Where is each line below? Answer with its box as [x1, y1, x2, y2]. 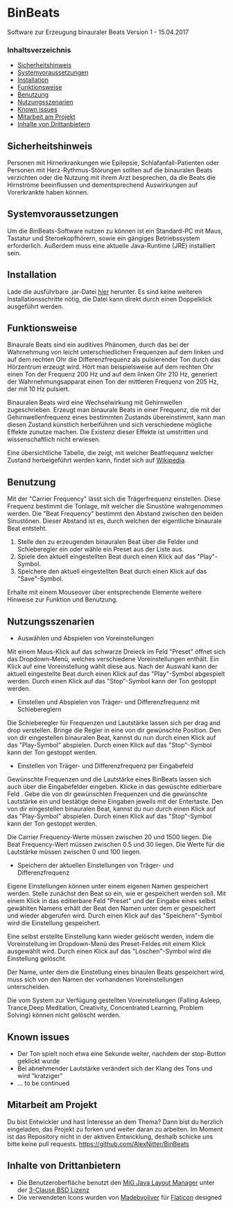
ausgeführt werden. [7, 302, 64, 311]
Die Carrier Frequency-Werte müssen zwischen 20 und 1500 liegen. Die [7, 833, 212, 841]
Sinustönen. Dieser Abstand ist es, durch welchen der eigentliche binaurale [7, 517, 222, 525]
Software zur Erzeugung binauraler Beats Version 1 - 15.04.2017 [7, 28, 189, 36]
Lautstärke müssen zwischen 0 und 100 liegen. [7, 847, 141, 856]
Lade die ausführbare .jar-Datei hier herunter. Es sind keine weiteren [7, 287, 202, 296]
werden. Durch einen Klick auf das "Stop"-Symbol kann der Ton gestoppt [7, 677, 217, 686]
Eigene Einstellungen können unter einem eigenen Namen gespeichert [7, 882, 209, 891]
